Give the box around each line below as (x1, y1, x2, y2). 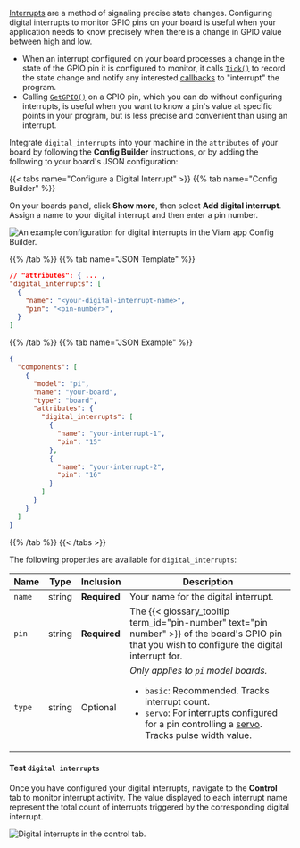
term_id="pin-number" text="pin (129, 616, 268, 628)
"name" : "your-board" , (32, 388, 118, 397)
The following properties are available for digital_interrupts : (9, 554, 237, 565)
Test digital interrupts (9, 763, 100, 774)
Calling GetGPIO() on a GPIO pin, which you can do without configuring (21, 91, 283, 102)
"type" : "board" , (32, 396, 98, 405)
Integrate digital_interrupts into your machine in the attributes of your (9, 138, 279, 147)
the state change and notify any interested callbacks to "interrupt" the (21, 72, 279, 83)
